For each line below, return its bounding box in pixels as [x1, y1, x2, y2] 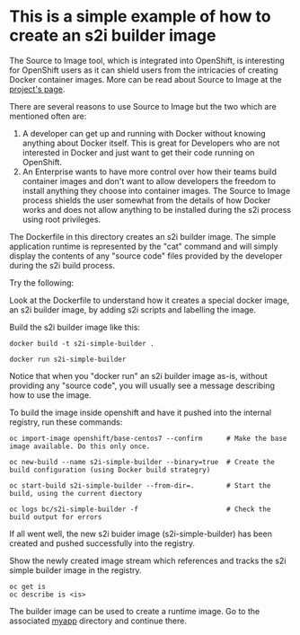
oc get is [9, 582, 47, 591]
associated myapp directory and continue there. [9, 615, 187, 626]
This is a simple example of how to [9, 6, 271, 27]
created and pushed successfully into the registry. [9, 537, 196, 549]
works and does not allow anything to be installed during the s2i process [22, 204, 292, 215]
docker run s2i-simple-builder [9, 355, 127, 364]
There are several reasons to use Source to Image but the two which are [9, 101, 277, 111]
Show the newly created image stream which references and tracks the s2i [9, 555, 287, 566]
